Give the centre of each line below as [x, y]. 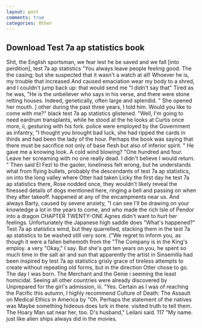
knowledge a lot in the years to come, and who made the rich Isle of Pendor [100, 210]
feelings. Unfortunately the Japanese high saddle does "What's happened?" [101, 223]
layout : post [23, 12]
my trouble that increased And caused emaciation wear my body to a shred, [100, 82]
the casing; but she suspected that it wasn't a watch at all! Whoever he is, [98, 75]
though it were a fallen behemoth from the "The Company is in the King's [97, 242]
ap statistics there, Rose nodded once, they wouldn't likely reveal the [92, 184]
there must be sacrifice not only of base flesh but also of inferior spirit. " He [100, 146]
